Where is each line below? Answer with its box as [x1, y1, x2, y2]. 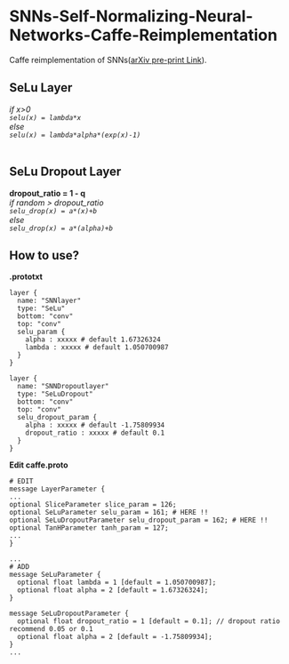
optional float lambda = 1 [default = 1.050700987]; [17, 578, 217, 588]
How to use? [9, 247, 80, 263]
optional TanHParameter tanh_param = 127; [9, 524, 169, 532]
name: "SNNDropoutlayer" [17, 382, 109, 391]
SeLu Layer [9, 80, 73, 95]
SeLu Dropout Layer [9, 164, 122, 180]
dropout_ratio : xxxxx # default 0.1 [25, 428, 165, 437]
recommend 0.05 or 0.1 [9, 625, 93, 634]
